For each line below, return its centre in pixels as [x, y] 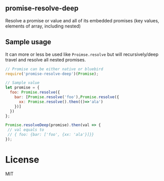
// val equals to [26, 130]
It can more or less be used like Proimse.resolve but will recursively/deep [82, 54]
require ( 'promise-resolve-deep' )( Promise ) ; [52, 74]
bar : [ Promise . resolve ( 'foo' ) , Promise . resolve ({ [67, 97]
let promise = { [22, 88]
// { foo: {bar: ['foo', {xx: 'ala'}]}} [51, 135]
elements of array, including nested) [43, 26]
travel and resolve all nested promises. [46, 59]
